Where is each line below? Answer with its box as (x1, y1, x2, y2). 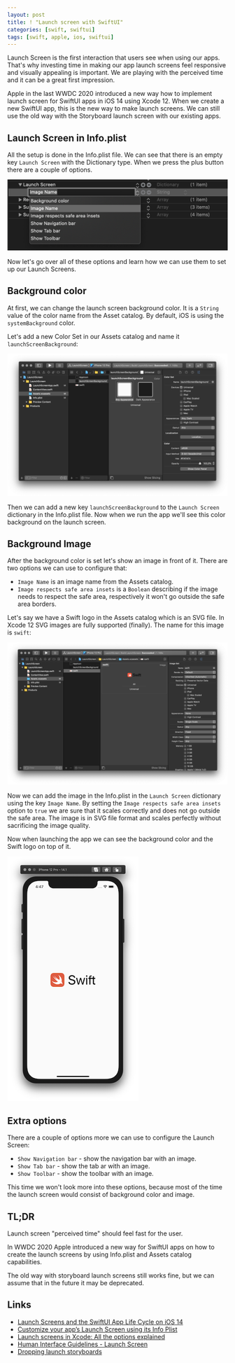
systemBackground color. (7, 319, 76, 327)
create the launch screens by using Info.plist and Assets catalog (7, 1250, 192, 1259)
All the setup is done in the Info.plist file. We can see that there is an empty (7, 151, 223, 159)
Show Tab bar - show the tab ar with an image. (17, 1162, 150, 1170)
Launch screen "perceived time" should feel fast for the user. (7, 1229, 183, 1238)
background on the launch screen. (7, 518, 106, 526)
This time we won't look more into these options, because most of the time (7, 1183, 222, 1191)
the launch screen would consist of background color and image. (7, 1191, 194, 1199)
